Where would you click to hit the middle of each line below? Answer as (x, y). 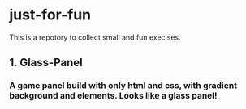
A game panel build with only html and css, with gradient (123, 86)
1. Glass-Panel (46, 63)
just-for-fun (50, 15)
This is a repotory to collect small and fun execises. (95, 37)
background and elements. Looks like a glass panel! (113, 96)
